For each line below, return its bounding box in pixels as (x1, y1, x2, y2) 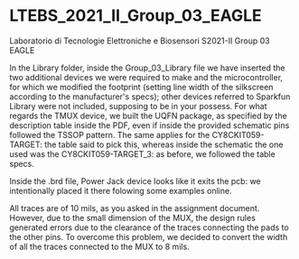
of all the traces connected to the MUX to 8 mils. (9, 241, 190, 252)
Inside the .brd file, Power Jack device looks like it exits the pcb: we (9, 175, 261, 186)
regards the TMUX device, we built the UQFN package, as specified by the (9, 110, 287, 121)
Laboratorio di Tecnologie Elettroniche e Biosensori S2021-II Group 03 (9, 35, 270, 46)
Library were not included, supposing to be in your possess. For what (9, 100, 268, 111)
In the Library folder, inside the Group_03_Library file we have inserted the (9, 62, 285, 73)
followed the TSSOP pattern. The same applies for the (9, 129, 210, 140)
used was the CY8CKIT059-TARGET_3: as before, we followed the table (9, 148, 276, 159)
